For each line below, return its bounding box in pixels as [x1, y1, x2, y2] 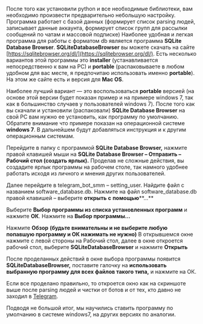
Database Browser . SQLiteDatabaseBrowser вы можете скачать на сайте [6, 44, 195, 51]
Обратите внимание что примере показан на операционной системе [6, 120, 185, 126]
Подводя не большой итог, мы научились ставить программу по [6, 305, 173, 311]
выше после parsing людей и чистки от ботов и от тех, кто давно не [6, 287, 181, 293]
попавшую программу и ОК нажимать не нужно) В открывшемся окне [6, 231, 193, 238]
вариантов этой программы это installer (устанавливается [6, 57, 158, 63]
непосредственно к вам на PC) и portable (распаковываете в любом [6, 63, 185, 70]
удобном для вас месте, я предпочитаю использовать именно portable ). [6, 70, 195, 76]
